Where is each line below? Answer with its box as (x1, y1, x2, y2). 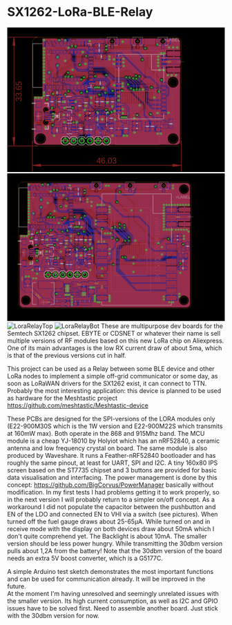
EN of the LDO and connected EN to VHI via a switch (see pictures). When (7, 510, 218, 518)
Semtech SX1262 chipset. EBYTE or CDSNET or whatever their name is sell (7, 329, 221, 337)
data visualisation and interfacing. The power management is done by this (7, 473, 217, 481)
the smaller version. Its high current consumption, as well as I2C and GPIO (7, 597, 219, 605)
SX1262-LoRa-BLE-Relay (7, 4, 153, 20)
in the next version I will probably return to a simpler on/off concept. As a (7, 495, 215, 503)
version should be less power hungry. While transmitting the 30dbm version (7, 539, 223, 548)
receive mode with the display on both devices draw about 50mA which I (7, 524, 215, 532)
